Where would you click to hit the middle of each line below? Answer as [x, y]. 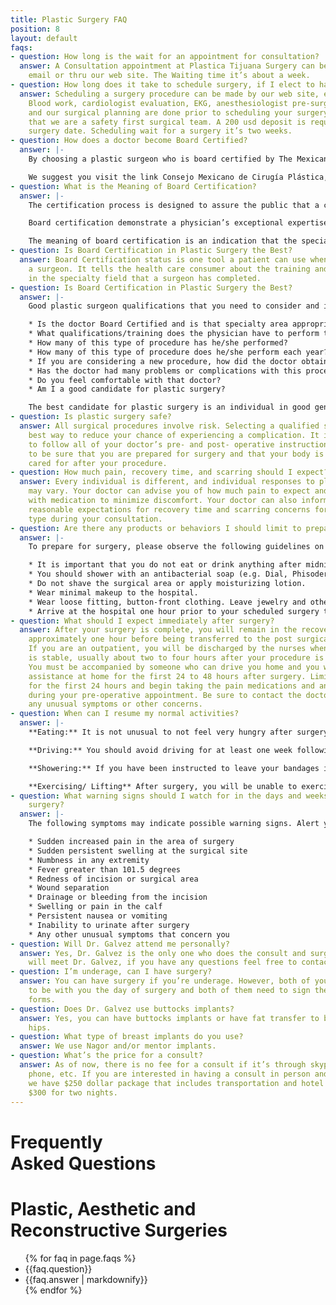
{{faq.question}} [58, 1268]
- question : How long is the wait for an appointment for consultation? [165, 57]
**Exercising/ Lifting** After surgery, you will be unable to [163, 786]
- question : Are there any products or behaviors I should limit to [156, 528]
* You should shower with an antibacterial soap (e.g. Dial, [158, 574]
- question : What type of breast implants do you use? [127, 1037]
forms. [42, 999]
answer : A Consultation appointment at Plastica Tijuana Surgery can [167, 66]
